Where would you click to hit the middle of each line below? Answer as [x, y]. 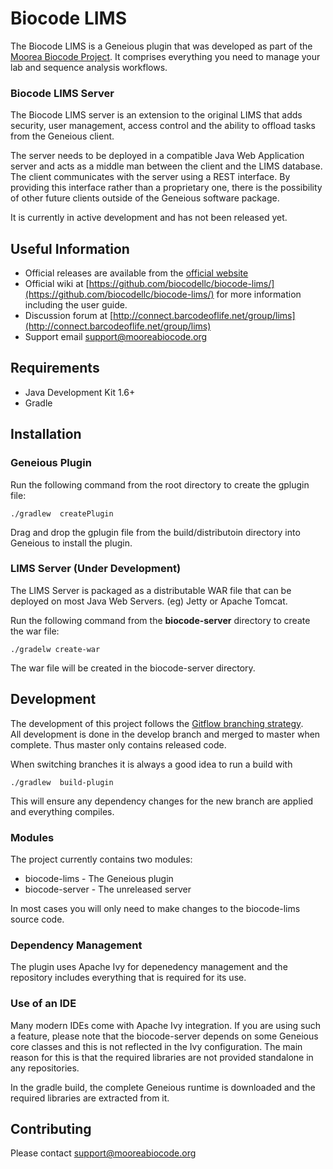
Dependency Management [76, 945]
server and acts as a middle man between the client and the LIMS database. [166, 166]
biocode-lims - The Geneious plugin [99, 878]
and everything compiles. [62, 811]
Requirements [55, 368]
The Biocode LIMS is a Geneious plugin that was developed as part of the [161, 46]
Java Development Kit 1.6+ [80, 392]
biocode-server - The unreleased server [108, 889]
